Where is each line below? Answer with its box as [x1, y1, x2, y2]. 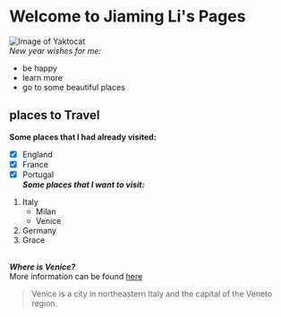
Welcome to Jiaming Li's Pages [9, 6, 246, 27]
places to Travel [9, 107, 100, 123]
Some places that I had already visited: [9, 132, 157, 142]
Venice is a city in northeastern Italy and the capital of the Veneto [30, 288, 273, 299]
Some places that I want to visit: [21, 179, 145, 190]
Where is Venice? [9, 261, 76, 272]
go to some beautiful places [21, 81, 125, 92]
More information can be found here [9, 270, 143, 281]
